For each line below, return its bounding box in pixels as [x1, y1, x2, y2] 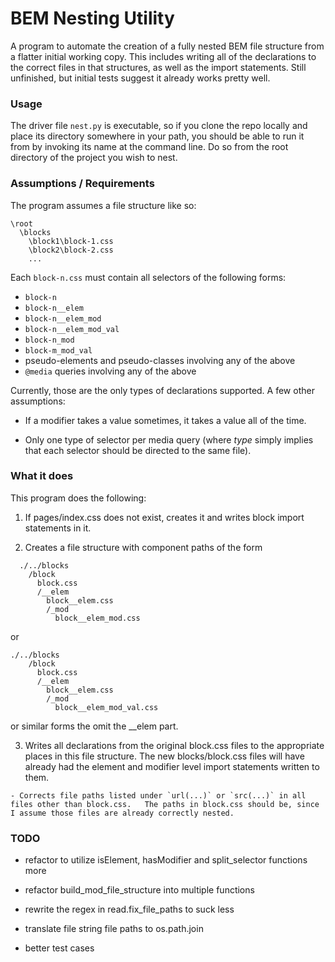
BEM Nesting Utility [10, 7, 175, 30]
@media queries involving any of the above [24, 365, 197, 377]
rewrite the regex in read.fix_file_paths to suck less [24, 903, 235, 916]
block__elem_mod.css [54, 613, 141, 623]
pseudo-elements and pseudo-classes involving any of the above [24, 354, 296, 366]
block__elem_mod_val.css [54, 702, 159, 712]
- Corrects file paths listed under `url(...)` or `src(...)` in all [10, 790, 307, 801]
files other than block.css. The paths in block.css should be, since [10, 799, 320, 809]
